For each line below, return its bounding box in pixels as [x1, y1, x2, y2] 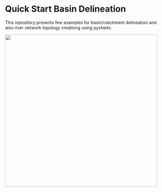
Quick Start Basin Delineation [5, 3, 126, 15]
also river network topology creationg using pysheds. [5, 24, 112, 30]
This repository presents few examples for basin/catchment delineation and [5, 19, 157, 25]
